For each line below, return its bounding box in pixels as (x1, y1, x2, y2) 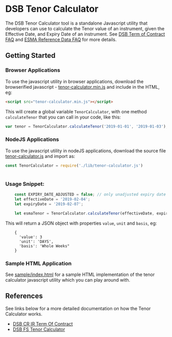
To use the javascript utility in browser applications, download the (5, 78, 144, 85)
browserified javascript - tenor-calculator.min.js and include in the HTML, (5, 84, 160, 90)
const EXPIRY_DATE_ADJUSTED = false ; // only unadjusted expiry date (14, 192, 166, 197)
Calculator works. (5, 311, 42, 317)
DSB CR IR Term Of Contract (12, 321, 73, 327)
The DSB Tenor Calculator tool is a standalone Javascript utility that (5, 20, 148, 26)
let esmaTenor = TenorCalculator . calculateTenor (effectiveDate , (14, 211, 155, 216)
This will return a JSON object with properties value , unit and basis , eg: (5, 220, 157, 226)
